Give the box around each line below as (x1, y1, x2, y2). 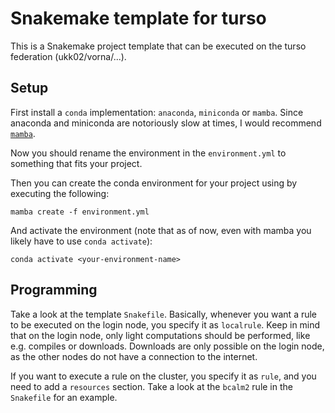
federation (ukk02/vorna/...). (10, 50, 127, 62)
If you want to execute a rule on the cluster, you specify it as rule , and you (10, 370, 317, 382)
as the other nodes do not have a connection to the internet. (10, 350, 258, 362)
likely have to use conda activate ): (10, 235, 153, 247)
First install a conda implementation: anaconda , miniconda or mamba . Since (10, 106, 304, 118)
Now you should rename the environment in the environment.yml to (10, 147, 287, 159)
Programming (10, 282, 98, 299)
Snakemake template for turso (10, 7, 267, 30)
